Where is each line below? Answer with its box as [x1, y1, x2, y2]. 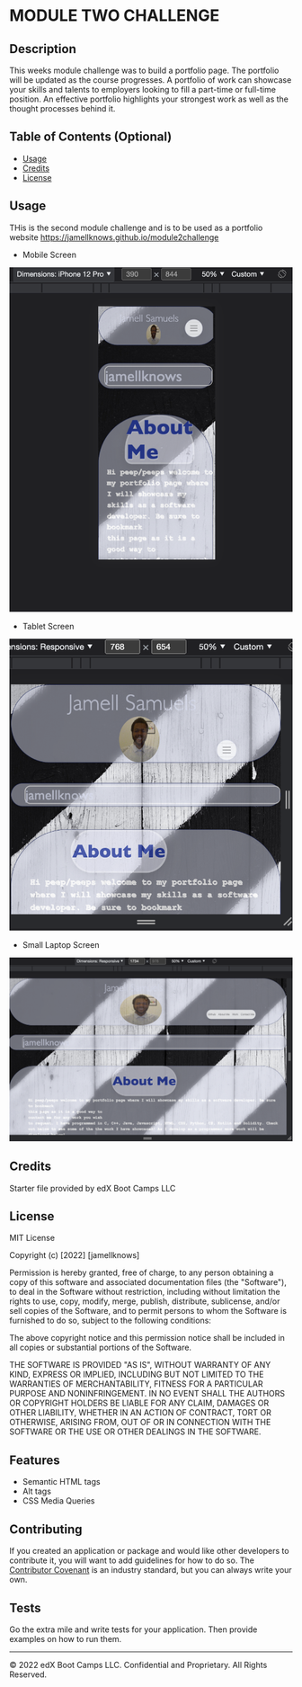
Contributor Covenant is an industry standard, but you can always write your [9, 1565, 292, 1575]
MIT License [9, 1233, 56, 1244]
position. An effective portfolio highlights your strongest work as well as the [9, 94, 289, 104]
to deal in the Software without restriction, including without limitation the [9, 1287, 280, 1298]
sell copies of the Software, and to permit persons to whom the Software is [9, 1306, 288, 1317]
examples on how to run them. [9, 1633, 122, 1644]
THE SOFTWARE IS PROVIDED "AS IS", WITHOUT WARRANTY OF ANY [9, 1360, 271, 1370]
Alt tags [22, 1486, 52, 1497]
